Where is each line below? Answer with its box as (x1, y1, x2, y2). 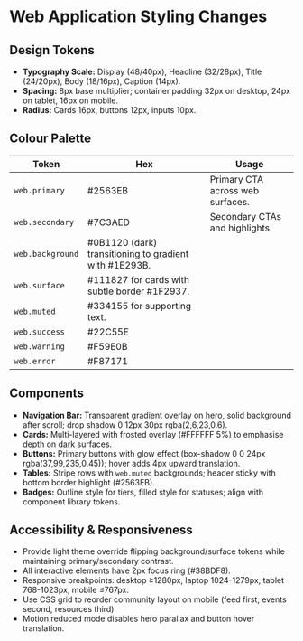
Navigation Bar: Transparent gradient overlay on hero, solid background (22, 410, 291, 420)
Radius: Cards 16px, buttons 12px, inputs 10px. (22, 105, 197, 115)
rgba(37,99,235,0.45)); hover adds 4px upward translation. (22, 457, 241, 468)
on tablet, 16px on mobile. (22, 95, 119, 106)
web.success (14, 326, 66, 336)
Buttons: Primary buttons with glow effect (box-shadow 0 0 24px (22, 448, 266, 458)
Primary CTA (209, 173, 264, 185)
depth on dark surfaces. (22, 438, 113, 449)
